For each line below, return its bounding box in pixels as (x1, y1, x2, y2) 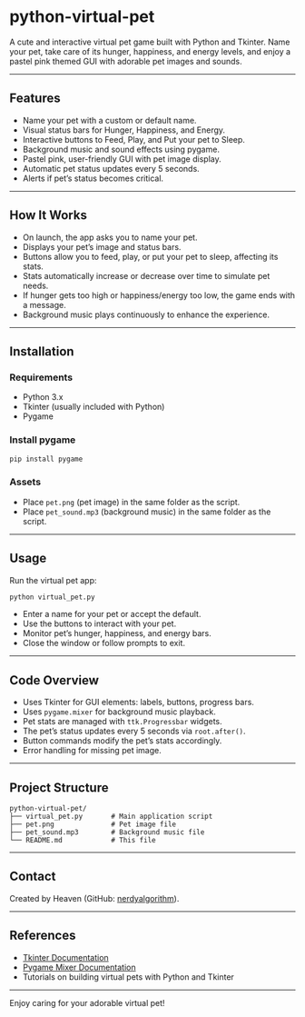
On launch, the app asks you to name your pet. (22, 232, 198, 243)
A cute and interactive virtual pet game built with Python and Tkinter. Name (9, 36, 290, 47)
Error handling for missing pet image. (22, 745, 162, 756)
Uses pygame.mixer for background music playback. (22, 706, 216, 717)
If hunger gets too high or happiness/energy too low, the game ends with (22, 289, 296, 301)
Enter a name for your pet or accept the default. (22, 609, 202, 620)
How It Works (9, 207, 88, 224)
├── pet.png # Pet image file (9, 820, 177, 829)
